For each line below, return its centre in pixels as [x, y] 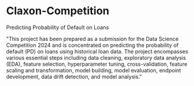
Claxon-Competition [58, 11]
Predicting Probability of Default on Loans [58, 27]
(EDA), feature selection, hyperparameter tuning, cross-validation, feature [97, 64]
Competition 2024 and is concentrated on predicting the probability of [93, 45]
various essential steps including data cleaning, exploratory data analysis [96, 58]
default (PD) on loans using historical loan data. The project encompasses [97, 51]
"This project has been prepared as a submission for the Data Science [93, 39]
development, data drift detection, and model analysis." [74, 77]
